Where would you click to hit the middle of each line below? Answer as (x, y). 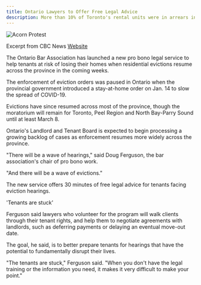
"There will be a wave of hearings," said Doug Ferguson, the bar (85, 155)
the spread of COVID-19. (36, 95)
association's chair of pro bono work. (52, 161)
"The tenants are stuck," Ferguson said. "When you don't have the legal (95, 263)
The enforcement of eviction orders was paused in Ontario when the (91, 82)
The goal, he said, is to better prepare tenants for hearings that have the (95, 245)
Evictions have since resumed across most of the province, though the (93, 106)
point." (14, 275)
